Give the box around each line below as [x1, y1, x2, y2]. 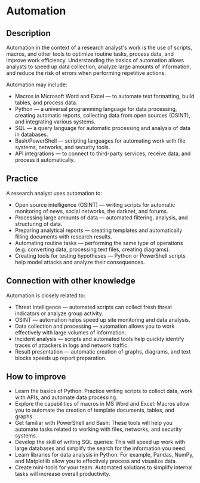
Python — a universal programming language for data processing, [14, 105, 177, 112]
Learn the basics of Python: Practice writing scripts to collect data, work [14, 388, 193, 395]
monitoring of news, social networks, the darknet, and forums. [14, 207, 168, 215]
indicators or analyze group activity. [14, 310, 103, 317]
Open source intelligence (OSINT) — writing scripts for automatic [14, 201, 176, 208]
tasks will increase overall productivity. [14, 470, 110, 478]
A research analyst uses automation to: [6, 189, 103, 197]
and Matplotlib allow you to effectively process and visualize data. [14, 457, 177, 465]
